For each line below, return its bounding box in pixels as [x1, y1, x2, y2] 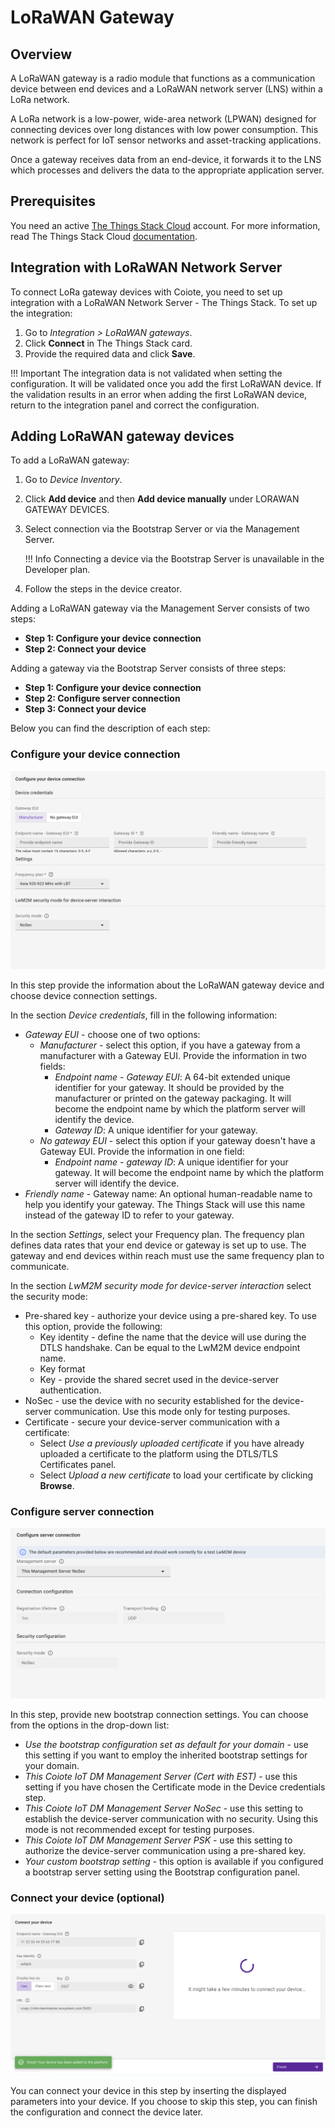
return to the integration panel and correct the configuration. [10, 399, 260, 411]
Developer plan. [24, 564, 91, 576]
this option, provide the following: [24, 1320, 163, 1332]
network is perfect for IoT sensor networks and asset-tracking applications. [10, 134, 322, 146]
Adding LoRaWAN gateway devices [10, 428, 235, 445]
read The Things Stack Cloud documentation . [10, 230, 198, 242]
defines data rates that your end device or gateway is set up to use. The [10, 1239, 307, 1251]
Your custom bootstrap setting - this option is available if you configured [24, 1856, 324, 1868]
